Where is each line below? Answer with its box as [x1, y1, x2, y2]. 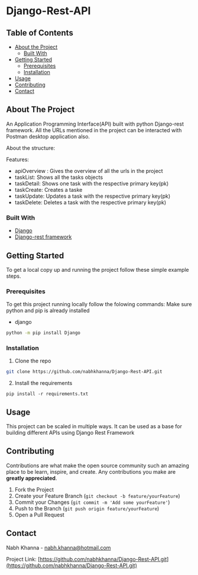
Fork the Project [14, 486, 54, 493]
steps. [6, 272, 21, 280]
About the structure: [6, 144, 55, 152]
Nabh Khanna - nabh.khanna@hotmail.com [6, 544, 111, 551]
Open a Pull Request [14, 511, 65, 518]
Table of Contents [6, 28, 74, 38]
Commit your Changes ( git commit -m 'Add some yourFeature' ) [14, 499, 170, 506]
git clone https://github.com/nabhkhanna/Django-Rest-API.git [6, 369, 163, 375]
